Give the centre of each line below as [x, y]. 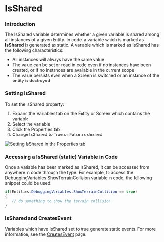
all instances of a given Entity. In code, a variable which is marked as [75, 40]
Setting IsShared [25, 93]
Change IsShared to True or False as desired [57, 134]
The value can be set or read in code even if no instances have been [82, 65]
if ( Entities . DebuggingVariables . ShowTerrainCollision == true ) [71, 192]
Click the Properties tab [36, 129]
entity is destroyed [31, 81]
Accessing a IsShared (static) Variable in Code [61, 157]
